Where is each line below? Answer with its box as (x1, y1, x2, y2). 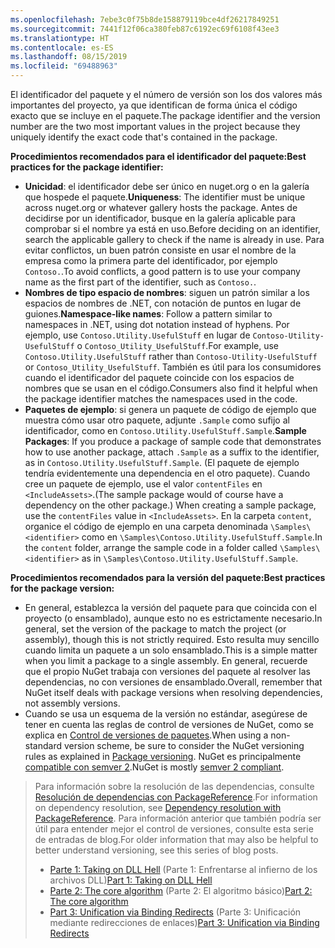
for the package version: (10, 582, 115, 594)
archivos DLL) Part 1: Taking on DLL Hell (49, 874, 213, 886)
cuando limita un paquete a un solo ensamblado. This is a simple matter (24, 644, 318, 656)
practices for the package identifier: (10, 161, 164, 173)
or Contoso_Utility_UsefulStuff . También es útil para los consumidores (24, 361, 322, 373)
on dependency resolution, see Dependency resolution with (34, 802, 282, 813)
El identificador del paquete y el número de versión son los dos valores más (10, 89, 323, 100)
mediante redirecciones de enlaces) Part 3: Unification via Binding (49, 917, 320, 928)
